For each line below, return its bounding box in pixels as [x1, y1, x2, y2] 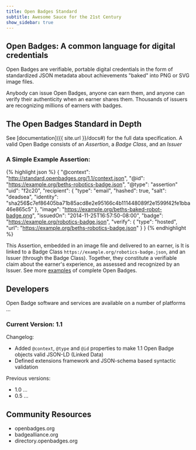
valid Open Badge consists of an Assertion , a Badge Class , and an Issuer [6, 141, 183, 147]
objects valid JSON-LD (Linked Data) [14, 351, 104, 358]
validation [14, 363, 39, 370]
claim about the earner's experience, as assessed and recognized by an [6, 261, 180, 268]
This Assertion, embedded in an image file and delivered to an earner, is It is [6, 242, 190, 249]
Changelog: [6, 334, 34, 341]
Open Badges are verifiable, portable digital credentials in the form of [6, 66, 173, 73]
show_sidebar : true [6, 19, 54, 25]
